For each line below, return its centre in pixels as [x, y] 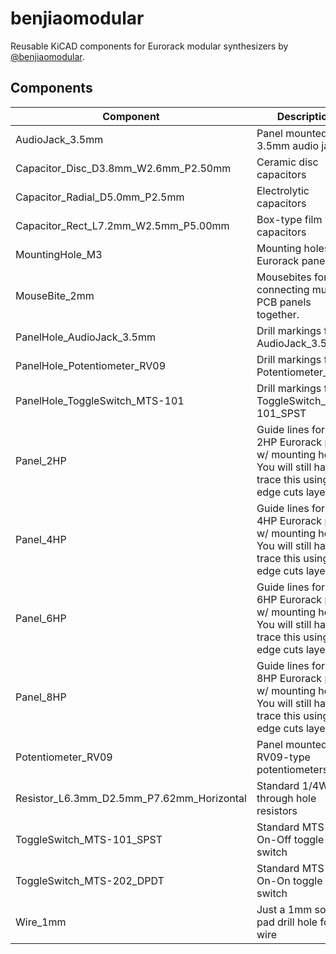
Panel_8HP [41, 697]
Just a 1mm [284, 909]
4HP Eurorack [289, 520]
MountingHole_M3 [59, 254]
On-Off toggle [290, 839]
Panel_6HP [41, 618]
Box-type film [289, 219]
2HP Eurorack [289, 442]
